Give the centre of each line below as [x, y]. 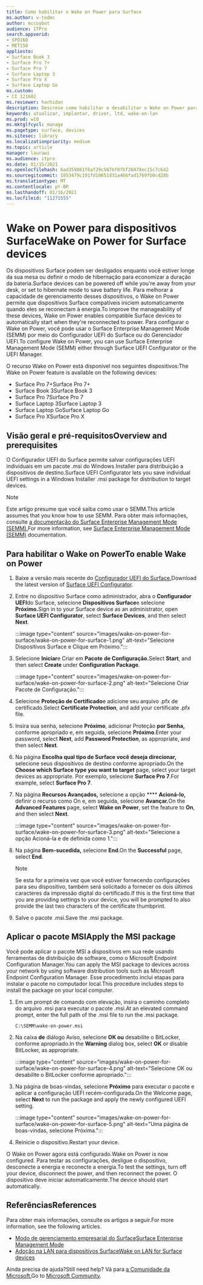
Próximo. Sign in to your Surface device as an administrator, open [96, 609]
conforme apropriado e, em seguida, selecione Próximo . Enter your [98, 732]
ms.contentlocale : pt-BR [37, 187]
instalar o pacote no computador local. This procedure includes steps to [95, 983]
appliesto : [20, 52]
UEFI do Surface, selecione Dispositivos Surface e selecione [90, 603]
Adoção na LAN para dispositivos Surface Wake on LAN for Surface [98, 1251]
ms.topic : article [29, 147]
